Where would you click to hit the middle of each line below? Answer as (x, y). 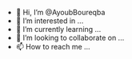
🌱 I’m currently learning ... (58, 29)
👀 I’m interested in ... (50, 21)
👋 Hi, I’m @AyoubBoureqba (60, 12)
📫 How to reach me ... (53, 47)
